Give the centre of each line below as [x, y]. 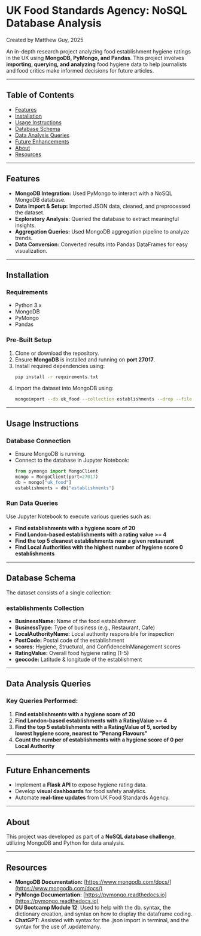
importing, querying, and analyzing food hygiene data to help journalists [97, 64]
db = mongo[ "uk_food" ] [43, 482]
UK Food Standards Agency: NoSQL [97, 11]
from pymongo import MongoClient [57, 471]
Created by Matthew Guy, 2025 [45, 40]
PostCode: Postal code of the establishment [69, 640]
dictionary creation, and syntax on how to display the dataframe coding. [103, 914]
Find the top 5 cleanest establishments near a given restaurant [95, 540]
